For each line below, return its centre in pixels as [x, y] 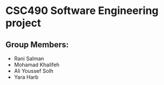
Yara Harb [26, 77]
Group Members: [37, 45]
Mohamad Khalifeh [37, 65]
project [23, 23]
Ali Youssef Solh [34, 71]
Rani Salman [29, 59]
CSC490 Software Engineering [82, 11]
